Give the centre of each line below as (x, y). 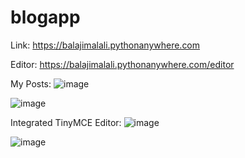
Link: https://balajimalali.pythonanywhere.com (105, 45)
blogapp (45, 17)
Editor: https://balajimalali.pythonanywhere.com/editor (122, 64)
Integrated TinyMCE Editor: (66, 122)
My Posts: (31, 83)
